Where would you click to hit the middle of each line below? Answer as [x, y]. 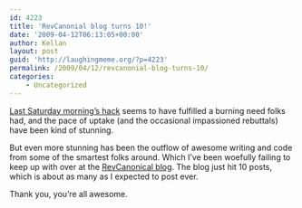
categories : [32, 77]
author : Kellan [38, 43]
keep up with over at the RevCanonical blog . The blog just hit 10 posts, [141, 166]
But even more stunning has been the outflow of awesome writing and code [151, 147]
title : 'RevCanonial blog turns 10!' [81, 26]
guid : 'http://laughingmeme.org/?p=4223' [89, 60]
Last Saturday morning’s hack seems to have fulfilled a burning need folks [147, 110]
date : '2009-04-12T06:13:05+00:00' [77, 34]
